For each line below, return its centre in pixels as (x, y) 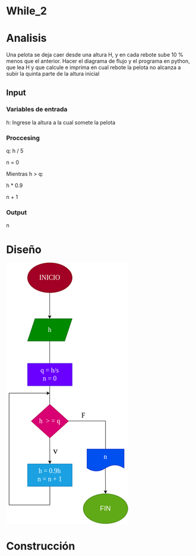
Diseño (24, 249)
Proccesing (23, 138)
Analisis (26, 38)
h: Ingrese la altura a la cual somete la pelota (61, 122)
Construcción (41, 546)
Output (17, 213)
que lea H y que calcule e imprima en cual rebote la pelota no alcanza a (94, 67)
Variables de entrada (37, 110)
